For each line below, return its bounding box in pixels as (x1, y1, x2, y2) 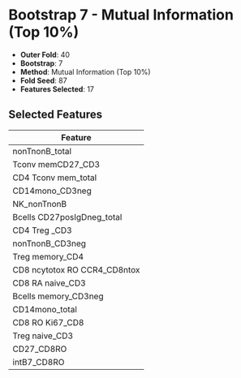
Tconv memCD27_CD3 (12, 158, 100, 170)
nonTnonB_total (12, 145, 71, 157)
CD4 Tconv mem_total (12, 172, 97, 183)
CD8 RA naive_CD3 (12, 277, 87, 289)
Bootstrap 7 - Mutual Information (8, 6, 234, 24)
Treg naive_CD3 (12, 330, 74, 341)
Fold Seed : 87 (19, 75, 67, 85)
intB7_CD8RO (12, 356, 65, 367)
